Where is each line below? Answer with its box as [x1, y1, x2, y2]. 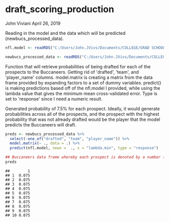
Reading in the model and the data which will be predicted [5, 30, 126, 36]
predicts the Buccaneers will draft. [5, 121, 76, 127]
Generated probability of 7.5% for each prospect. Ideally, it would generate [5, 105, 160, 112]
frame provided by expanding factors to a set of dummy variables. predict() [5, 79, 161, 85]
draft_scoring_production [5, 4, 114, 15]
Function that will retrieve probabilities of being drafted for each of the [5, 63, 151, 69]
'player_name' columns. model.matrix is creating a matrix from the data [5, 74, 153, 80]
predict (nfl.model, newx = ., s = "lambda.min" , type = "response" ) [10, 146, 158, 151]
